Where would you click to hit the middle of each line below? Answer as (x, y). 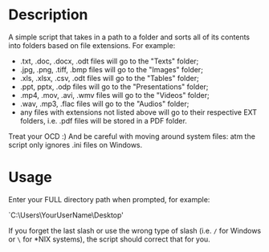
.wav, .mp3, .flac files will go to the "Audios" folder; (104, 104)
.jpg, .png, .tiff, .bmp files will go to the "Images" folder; (111, 69)
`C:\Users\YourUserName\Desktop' (66, 215)
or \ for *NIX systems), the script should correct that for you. (109, 239)
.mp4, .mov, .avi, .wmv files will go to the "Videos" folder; (115, 95)
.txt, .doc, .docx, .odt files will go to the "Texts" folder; (109, 61)
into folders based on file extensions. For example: (92, 45)
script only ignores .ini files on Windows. (75, 144)
